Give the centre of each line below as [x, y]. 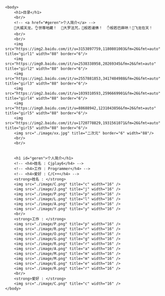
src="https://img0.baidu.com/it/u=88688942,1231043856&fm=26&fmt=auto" [81, 108]
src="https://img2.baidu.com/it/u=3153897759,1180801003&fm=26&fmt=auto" [83, 49]
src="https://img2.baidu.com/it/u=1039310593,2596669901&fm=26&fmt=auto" [83, 93]
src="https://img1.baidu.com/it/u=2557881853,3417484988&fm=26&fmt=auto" [83, 79]
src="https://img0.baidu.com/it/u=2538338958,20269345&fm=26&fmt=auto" [81, 64]
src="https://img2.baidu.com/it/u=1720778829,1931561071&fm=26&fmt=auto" [83, 123]
